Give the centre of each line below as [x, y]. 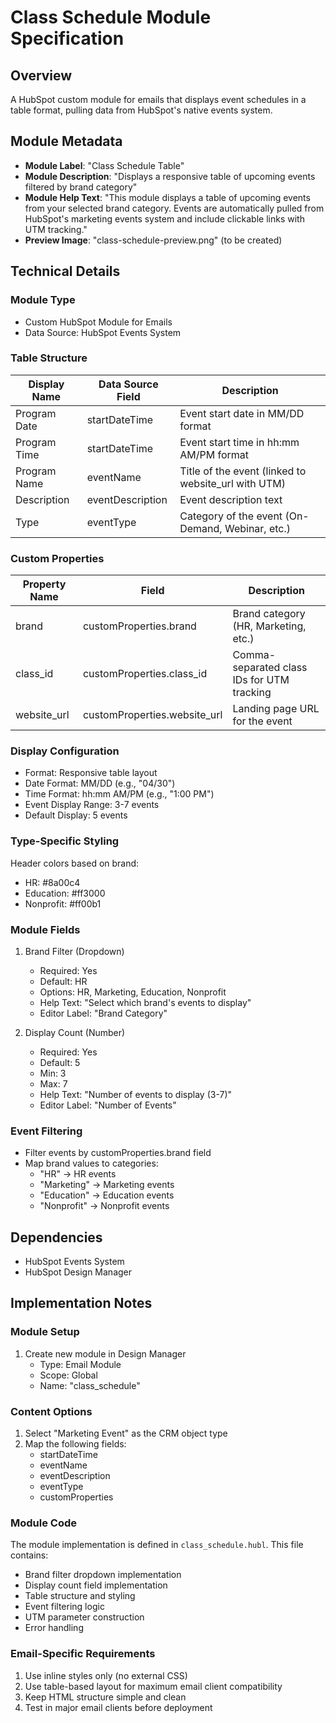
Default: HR [63, 981]
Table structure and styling [80, 1596]
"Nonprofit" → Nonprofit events [104, 1206]
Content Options [51, 1411]
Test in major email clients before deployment [118, 1707]
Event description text [231, 499]
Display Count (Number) [75, 1032]
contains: [29, 1555]
